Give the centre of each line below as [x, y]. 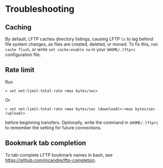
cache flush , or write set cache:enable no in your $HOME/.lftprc [70, 49]
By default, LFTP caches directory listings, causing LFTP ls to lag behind [79, 39]
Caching [18, 27]
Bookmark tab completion [46, 143]
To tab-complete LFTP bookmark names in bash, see [59, 155]
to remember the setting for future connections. [53, 127]
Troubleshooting [40, 9]
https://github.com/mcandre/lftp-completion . [51, 160]
